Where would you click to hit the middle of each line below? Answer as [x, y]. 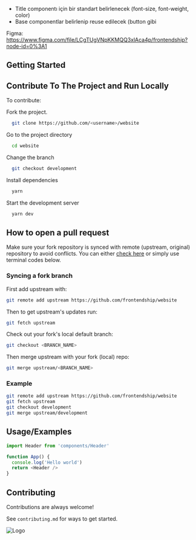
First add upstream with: [37, 289]
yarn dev [23, 214]
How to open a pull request [58, 232]
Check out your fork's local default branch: [60, 334]
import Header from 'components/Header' [58, 446]
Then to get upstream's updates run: [52, 312]
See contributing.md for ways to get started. [62, 519]
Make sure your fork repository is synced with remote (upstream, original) [98, 247]
